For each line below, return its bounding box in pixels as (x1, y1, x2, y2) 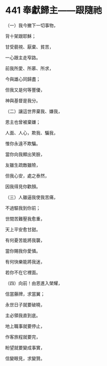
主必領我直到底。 (5, 312, 41, 318)
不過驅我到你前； (5, 205, 41, 211)
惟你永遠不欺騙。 (5, 140, 41, 147)
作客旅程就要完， (5, 334, 41, 340)
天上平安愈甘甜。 (5, 226, 41, 233)
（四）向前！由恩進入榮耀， (5, 280, 63, 286)
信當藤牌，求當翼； (5, 291, 45, 297)
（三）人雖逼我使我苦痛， (5, 194, 58, 200)
